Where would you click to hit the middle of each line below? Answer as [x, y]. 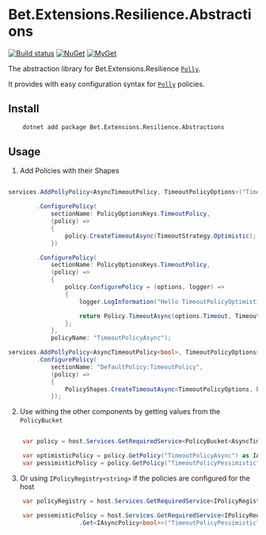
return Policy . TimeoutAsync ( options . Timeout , [155, 316]
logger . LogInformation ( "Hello [129, 302]
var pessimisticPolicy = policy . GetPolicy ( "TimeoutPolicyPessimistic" [141, 463]
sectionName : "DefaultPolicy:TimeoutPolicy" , [127, 367]
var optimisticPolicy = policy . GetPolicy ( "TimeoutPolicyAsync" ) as [136, 456]
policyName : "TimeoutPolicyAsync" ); [111, 338]
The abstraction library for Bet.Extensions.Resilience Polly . [104, 68]
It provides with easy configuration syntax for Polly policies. [106, 84]
